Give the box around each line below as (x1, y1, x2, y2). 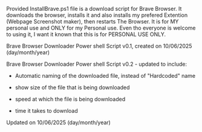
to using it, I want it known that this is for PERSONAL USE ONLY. (6, 31, 166, 38)
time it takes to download (15, 107, 78, 114)
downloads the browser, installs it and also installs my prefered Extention (6, 11, 188, 19)
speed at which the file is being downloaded (15, 96, 126, 102)
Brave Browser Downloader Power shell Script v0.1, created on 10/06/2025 (6, 42, 192, 49)
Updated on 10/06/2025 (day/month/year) (6, 119, 111, 126)
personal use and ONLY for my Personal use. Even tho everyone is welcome (6, 24, 196, 31)
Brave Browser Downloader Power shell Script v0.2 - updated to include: (6, 60, 187, 68)
